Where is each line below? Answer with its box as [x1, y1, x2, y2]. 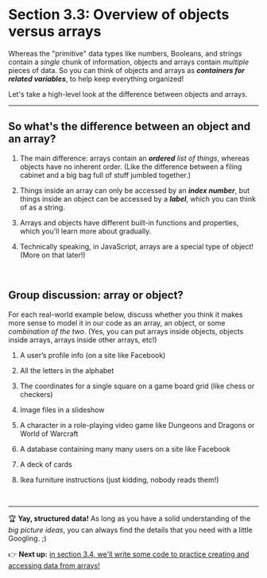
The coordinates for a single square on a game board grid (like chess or [19, 381, 255, 391]
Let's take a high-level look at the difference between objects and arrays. [8, 89, 248, 98]
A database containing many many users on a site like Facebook [19, 444, 230, 453]
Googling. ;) [8, 534, 47, 543]
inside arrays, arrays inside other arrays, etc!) [8, 335, 157, 345]
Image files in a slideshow [19, 405, 105, 414]
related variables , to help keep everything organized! [8, 74, 184, 83]
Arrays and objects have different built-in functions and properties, [19, 218, 239, 227]
